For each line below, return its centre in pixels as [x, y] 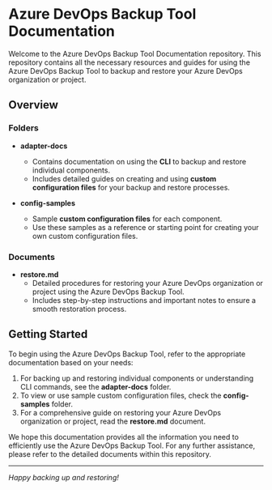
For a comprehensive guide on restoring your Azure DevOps [120, 412]
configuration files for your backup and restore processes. [131, 187]
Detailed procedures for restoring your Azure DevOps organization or [147, 283]
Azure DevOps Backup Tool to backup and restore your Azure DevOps [125, 70]
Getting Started [48, 334]
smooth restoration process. [79, 309]
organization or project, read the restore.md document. [113, 421]
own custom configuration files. [85, 236]
